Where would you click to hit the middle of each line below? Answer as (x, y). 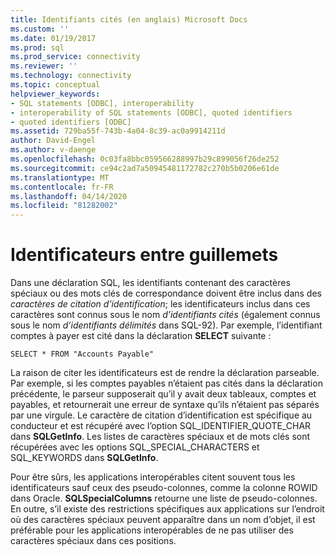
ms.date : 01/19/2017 (53, 38)
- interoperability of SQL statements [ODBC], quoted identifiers (151, 112)
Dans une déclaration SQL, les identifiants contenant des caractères (150, 283)
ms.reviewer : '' (44, 66)
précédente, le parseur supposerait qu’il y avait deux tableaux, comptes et (163, 394)
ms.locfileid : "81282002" (64, 206)
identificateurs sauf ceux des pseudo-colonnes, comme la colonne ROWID (164, 488)
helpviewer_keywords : (55, 94)
